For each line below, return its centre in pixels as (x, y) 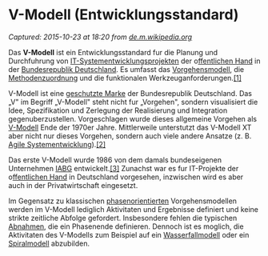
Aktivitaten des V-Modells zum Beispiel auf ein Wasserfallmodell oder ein (129, 234)
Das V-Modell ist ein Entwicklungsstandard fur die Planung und (113, 52)
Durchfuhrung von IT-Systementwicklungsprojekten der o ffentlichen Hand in (134, 61)
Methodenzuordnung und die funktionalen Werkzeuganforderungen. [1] (125, 78)
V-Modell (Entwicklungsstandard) (124, 15)
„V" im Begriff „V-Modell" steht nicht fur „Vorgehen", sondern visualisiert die (133, 102)
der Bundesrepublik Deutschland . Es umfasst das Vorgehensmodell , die (126, 69)
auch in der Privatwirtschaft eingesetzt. (73, 185)
